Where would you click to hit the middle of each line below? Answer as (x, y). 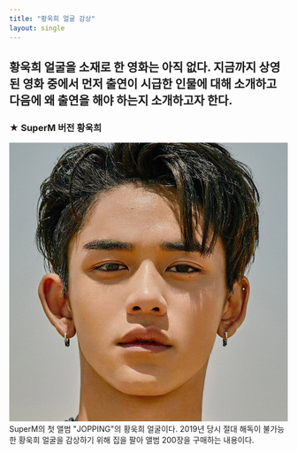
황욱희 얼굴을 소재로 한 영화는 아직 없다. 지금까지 (133, 67)
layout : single (37, 28)
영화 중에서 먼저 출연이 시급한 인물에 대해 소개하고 (150, 84)
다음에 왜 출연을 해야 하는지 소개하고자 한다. (121, 100)
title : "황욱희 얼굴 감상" (52, 19)
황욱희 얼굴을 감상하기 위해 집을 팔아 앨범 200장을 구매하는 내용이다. (136, 440)
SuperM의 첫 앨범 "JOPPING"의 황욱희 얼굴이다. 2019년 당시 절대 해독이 (135, 429)
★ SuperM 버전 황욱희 (56, 127)
